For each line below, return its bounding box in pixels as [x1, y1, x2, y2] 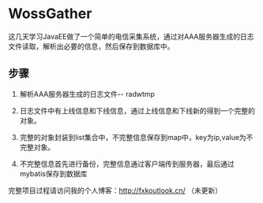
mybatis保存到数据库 [19, 168, 88, 178]
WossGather [8, 5, 92, 23]
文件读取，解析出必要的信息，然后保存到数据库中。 [8, 41, 175, 51]
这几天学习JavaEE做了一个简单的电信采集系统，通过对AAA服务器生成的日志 [8, 31, 254, 41]
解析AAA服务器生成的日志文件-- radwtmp [19, 89, 156, 98]
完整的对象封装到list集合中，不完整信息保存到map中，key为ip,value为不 [19, 132, 254, 142]
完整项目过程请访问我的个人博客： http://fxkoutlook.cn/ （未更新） [8, 186, 223, 195]
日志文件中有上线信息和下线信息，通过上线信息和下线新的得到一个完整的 [19, 105, 255, 115]
